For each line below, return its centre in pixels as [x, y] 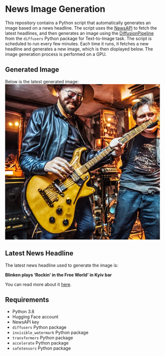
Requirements [27, 300]
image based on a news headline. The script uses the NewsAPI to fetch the [81, 28]
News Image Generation [55, 9]
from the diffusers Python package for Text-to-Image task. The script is [79, 38]
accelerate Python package [40, 343]
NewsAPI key [26, 322]
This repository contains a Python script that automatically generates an [78, 23]
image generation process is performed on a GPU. [56, 54]
